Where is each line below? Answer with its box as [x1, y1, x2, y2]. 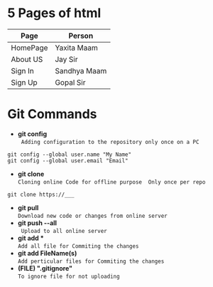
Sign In [11, 66, 34, 75]
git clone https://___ [7, 191, 75, 198]
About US [11, 54, 43, 64]
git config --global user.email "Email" [7, 157, 129, 165]
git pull [17, 203, 39, 212]
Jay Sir [55, 54, 78, 64]
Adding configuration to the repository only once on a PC [21, 138, 200, 145]
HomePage [11, 43, 48, 53]
